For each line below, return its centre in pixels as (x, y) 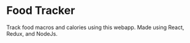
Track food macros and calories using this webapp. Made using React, (95, 27)
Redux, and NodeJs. (32, 33)
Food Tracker (41, 11)
